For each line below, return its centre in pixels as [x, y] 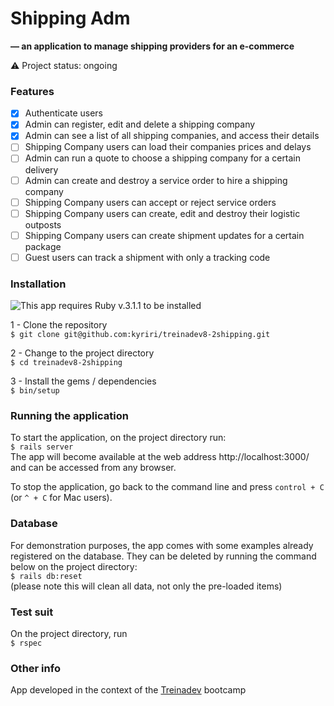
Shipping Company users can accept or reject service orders [150, 202]
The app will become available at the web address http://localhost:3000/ [160, 457]
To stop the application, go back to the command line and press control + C [167, 487]
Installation [38, 284]
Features [32, 91]
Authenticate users [64, 113]
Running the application [69, 416]
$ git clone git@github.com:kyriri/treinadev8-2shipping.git [140, 335]
